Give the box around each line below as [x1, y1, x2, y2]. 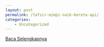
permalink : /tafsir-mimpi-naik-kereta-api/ [5, 12, 99, 17]
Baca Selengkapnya [5, 36, 47, 42]
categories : [5, 17, 31, 22]
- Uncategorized [14, 21, 49, 27]
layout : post [5, 7, 33, 13]
